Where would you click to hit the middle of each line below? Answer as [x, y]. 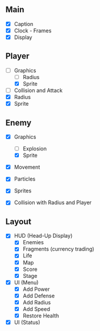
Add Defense [39, 296]
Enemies [33, 242]
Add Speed [36, 309]
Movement [27, 167]
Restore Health [41, 316]
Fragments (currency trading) [59, 249]
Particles [25, 179]
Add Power [36, 289]
